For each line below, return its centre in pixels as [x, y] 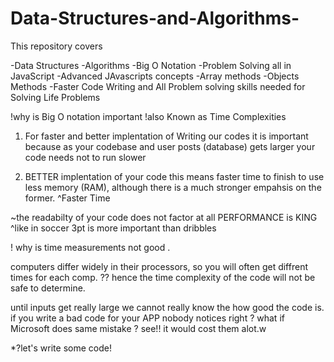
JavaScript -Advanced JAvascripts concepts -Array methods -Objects [155, 76]
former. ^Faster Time [67, 198]
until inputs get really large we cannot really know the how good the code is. [167, 307]
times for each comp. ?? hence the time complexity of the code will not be [163, 277]
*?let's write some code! [61, 348]
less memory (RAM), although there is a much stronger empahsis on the [173, 187]
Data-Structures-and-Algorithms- [155, 18]
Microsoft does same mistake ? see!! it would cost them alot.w [138, 328]
